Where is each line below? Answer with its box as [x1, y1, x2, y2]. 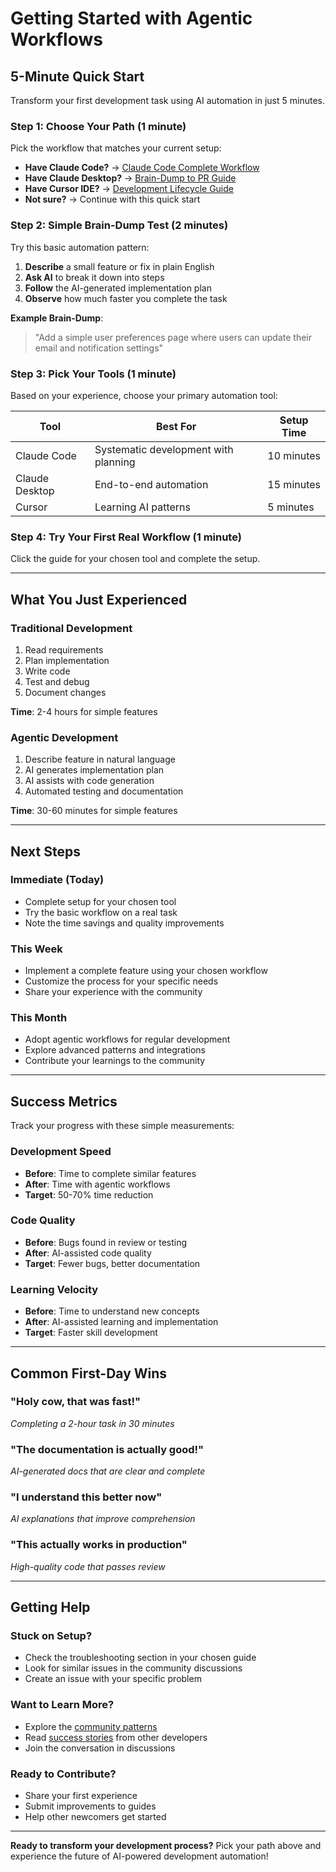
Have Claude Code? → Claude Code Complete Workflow [24, 162, 260, 174]
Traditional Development [10, 621, 133, 635]
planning [94, 455, 136, 469]
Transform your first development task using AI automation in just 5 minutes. [10, 95, 325, 106]
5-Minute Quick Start [10, 68, 145, 85]
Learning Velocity [10, 1282, 99, 1296]
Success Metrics [10, 1093, 118, 1110]
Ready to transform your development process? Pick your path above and [10, 1840, 322, 1852]
